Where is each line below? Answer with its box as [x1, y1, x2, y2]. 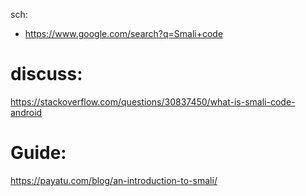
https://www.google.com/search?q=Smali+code [24, 28, 224, 39]
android [10, 106, 43, 118]
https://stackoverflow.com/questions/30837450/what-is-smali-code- [10, 95, 296, 108]
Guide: [10, 142, 67, 164]
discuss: [10, 63, 83, 86]
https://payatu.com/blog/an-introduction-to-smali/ [10, 174, 218, 186]
